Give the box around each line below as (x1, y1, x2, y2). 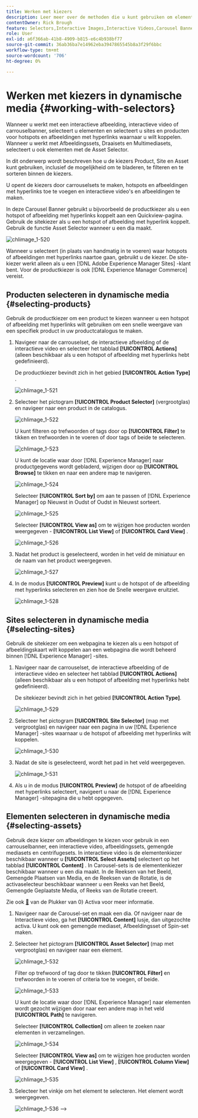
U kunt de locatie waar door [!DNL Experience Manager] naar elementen (14, 998, 191, 1006)
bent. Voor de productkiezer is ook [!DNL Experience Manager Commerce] (6, 266, 187, 273)
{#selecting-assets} (6, 821, 82, 831)
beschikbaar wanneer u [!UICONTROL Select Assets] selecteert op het (6, 855, 180, 862)
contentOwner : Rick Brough (6, 20, 72, 25)
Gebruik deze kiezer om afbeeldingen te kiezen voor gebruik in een (6, 836, 170, 843)
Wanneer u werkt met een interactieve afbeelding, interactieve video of (6, 121, 179, 128)
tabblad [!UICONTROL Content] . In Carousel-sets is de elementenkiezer (6, 862, 183, 869)
